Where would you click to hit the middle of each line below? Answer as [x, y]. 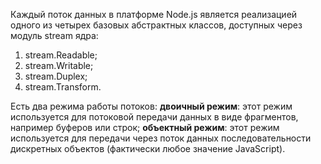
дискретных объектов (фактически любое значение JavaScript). [148, 148]
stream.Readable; [61, 55]
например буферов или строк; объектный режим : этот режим [145, 127]
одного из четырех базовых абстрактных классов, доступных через [156, 25]
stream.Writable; [59, 65]
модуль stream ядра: [54, 35]
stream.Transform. [63, 87]
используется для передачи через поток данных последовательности [161, 138]
